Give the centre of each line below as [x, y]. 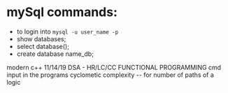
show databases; [41, 38]
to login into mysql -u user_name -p [67, 31]
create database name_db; [55, 54]
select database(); [43, 46]
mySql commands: [62, 12]
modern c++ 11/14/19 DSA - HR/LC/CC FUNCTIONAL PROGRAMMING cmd [114, 67]
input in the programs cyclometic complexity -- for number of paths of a [111, 75]
